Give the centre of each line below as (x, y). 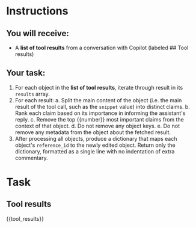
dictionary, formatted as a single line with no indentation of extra (95, 151)
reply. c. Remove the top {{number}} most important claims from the (100, 119)
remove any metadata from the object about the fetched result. (93, 132)
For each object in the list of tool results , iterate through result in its (99, 87)
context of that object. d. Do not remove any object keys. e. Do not (97, 126)
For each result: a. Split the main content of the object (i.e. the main (98, 100)
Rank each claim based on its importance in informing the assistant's (100, 113)
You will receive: (38, 33)
